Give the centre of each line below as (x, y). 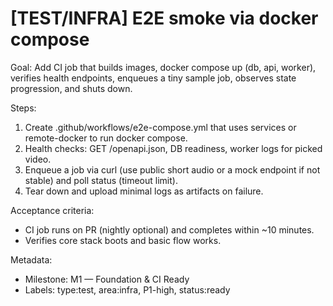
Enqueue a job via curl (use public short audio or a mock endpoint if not (172, 169)
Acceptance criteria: (52, 210)
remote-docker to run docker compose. (106, 138)
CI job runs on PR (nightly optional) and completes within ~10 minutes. (169, 229)
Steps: (23, 108)
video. (38, 159)
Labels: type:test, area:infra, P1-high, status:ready (127, 289)
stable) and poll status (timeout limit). (101, 180)
